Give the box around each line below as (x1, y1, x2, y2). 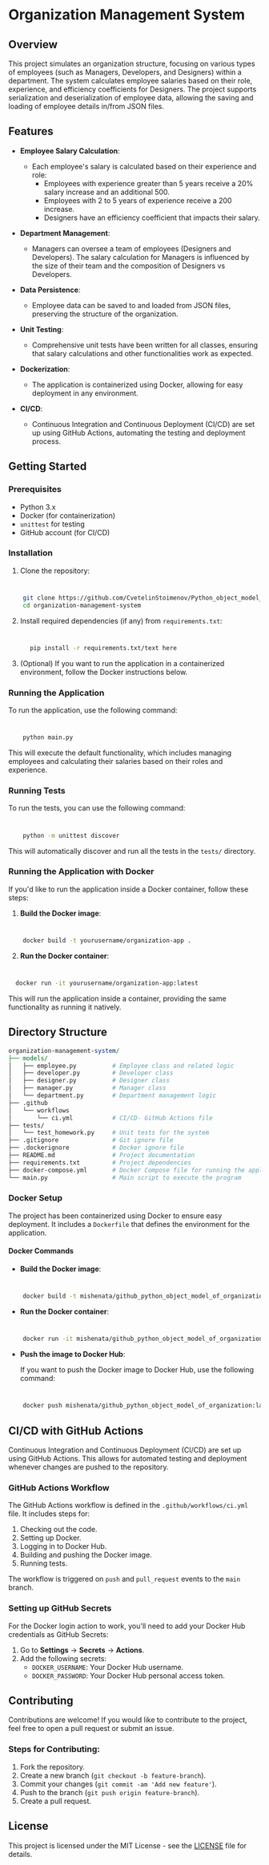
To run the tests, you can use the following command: (8, 803, 186, 813)
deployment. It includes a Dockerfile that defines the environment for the (8, 1219, 251, 1229)
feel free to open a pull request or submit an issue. (8, 1724, 175, 1733)
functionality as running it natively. (8, 1002, 122, 1012)
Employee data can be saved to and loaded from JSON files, (31, 300, 231, 310)
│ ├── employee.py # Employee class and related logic (8, 1062, 235, 1070)
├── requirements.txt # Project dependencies (8, 1158, 192, 1167)
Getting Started (8, 460, 87, 473)
